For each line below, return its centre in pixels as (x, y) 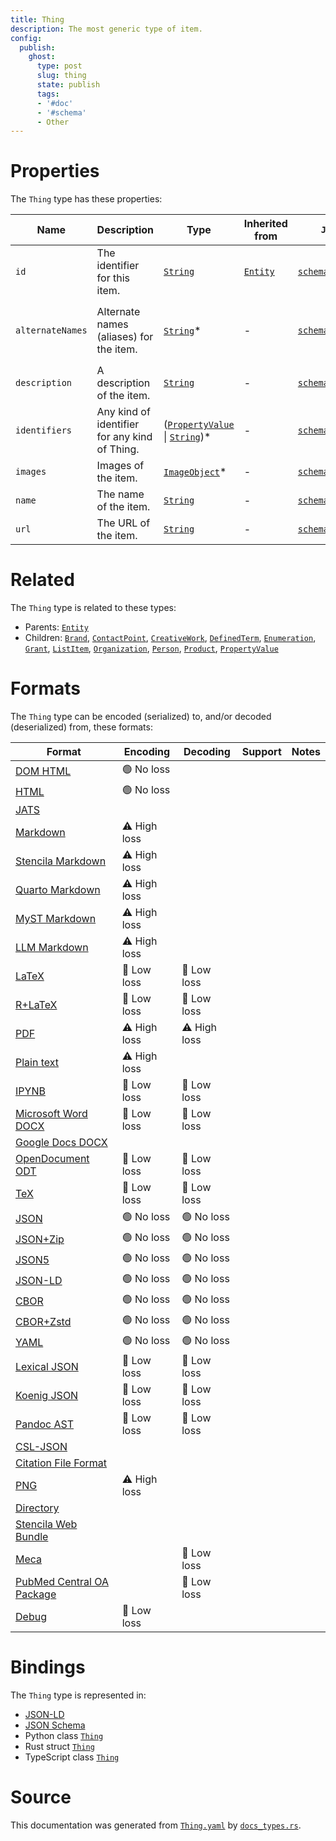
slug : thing (61, 76)
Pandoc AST (45, 1424)
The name (120, 494)
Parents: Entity (56, 627)
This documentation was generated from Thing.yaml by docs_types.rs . (156, 1825)
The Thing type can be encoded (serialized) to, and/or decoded (141, 717)
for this (113, 278)
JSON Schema (55, 1725)
